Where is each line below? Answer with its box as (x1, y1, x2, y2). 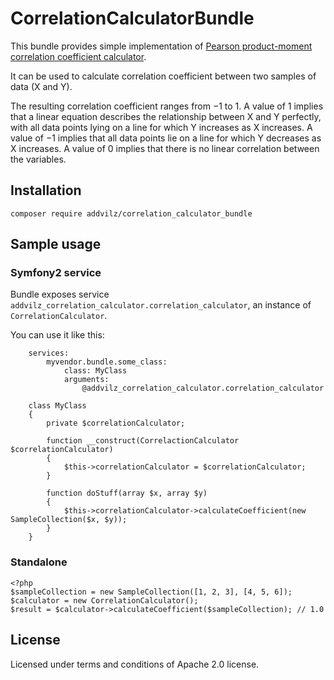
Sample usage (10, 236, 102, 253)
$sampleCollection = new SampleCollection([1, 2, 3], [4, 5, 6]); (10, 587, 293, 597)
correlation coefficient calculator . (10, 50, 147, 62)
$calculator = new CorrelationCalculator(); (10, 595, 199, 606)
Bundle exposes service (10, 288, 110, 301)
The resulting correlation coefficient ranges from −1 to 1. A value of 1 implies (10, 100, 324, 112)
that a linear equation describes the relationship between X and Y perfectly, (10, 110, 322, 122)
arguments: (63, 375, 110, 385)
